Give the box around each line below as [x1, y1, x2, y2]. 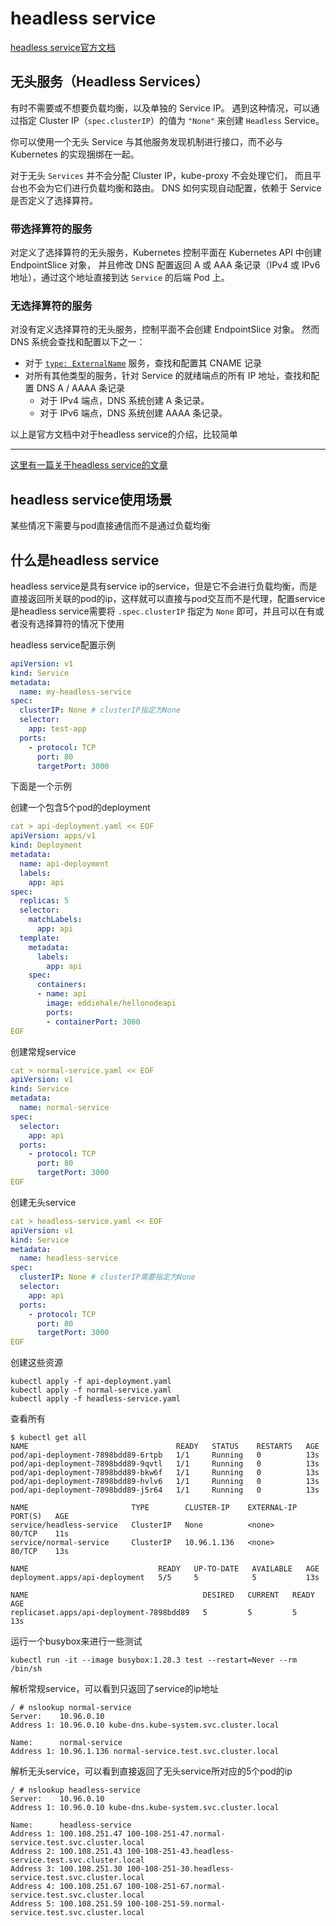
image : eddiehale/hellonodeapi [46, 998, 177, 1009]
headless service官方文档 [10, 41, 116, 53]
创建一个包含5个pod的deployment [10, 802, 151, 814]
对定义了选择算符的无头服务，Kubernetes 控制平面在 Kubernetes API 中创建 [10, 247, 322, 259]
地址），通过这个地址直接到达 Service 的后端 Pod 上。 [10, 272, 230, 284]
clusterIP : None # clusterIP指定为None [19, 705, 181, 716]
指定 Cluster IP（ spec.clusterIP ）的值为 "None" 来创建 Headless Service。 [18, 114, 325, 126]
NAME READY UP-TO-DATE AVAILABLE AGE [10, 1564, 320, 1574]
